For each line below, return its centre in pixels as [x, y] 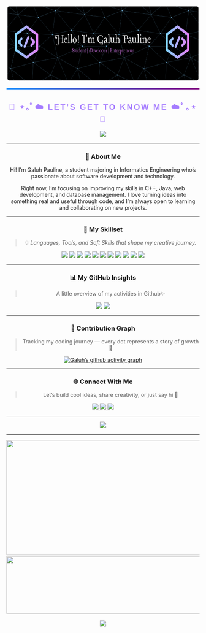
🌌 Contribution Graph [103, 328]
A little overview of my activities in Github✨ [111, 293]
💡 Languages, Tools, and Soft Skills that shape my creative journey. [111, 243]
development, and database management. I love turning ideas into [103, 195]
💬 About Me [103, 156]
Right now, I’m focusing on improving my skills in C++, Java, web [103, 188]
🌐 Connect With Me [103, 382]
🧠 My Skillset [103, 229]
